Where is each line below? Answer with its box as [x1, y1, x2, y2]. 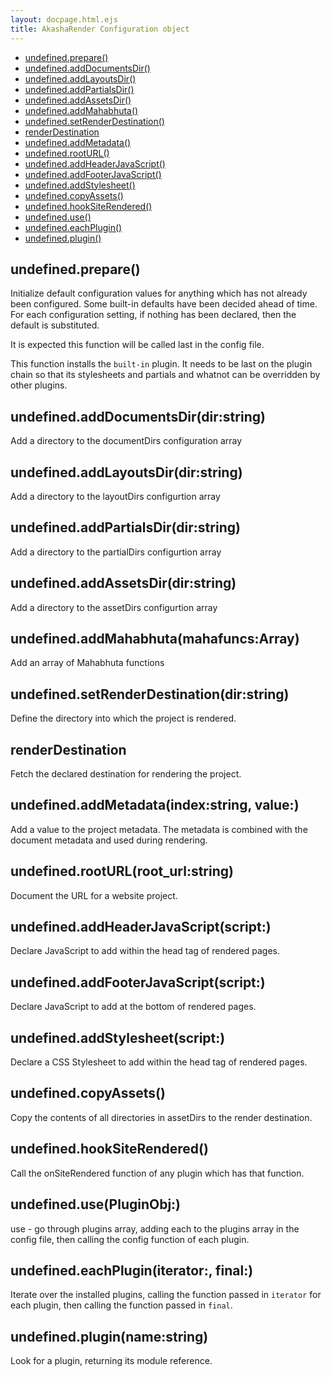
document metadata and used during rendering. [10, 834, 208, 846]
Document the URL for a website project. [10, 889, 178, 901]
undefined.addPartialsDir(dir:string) [10, 519, 241, 536]
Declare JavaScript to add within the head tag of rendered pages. [10, 945, 280, 957]
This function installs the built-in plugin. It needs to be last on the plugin [10, 358, 313, 370]
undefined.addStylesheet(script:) [10, 1029, 226, 1046]
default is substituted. [10, 319, 100, 331]
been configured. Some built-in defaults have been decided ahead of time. [10, 298, 318, 310]
